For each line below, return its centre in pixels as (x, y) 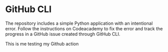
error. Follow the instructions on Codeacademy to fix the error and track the (84, 28)
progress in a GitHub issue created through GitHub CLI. (63, 34)
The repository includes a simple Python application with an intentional (79, 23)
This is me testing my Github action (42, 43)
